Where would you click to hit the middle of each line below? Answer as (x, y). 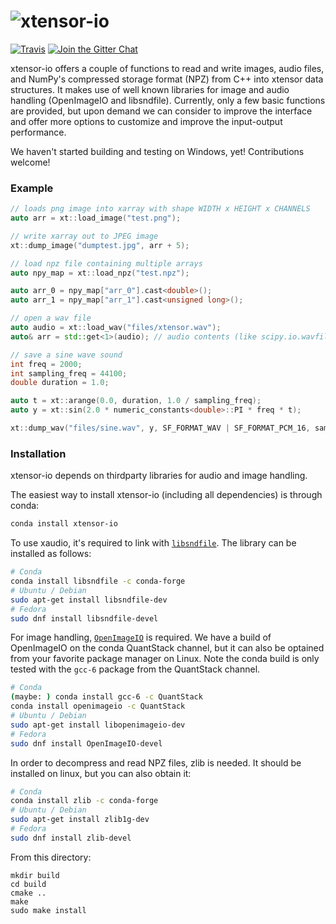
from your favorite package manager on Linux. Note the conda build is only (165, 659)
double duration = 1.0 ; (60, 383)
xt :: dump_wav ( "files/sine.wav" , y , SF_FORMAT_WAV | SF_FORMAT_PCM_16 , (160, 428)
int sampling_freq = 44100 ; (69, 373)
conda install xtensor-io (64, 524)
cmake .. (28, 893)
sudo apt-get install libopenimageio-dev (98, 725)
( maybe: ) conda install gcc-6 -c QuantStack (106, 697)
